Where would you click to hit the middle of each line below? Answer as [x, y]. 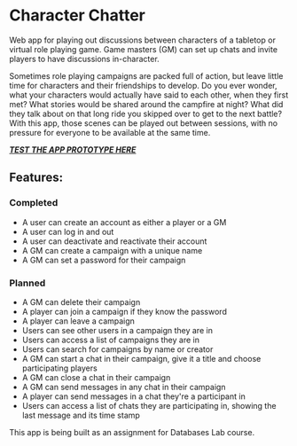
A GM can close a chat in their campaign [96, 377]
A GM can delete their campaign [81, 301]
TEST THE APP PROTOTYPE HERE [73, 149]
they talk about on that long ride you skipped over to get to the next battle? [145, 113]
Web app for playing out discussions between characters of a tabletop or [143, 40]
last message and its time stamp [81, 415]
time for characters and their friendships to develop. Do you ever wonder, [143, 85]
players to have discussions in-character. [84, 59]
